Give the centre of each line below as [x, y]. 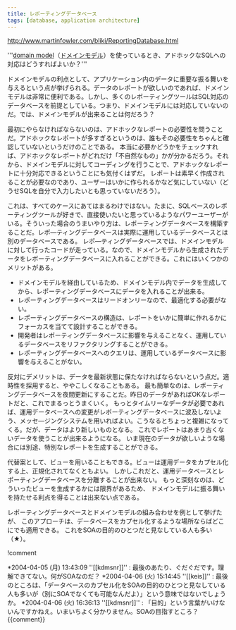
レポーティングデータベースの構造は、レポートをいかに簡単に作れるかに [122, 317]
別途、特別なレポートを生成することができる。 [94, 447]
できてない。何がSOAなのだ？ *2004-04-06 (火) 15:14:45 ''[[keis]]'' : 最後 [120, 576]
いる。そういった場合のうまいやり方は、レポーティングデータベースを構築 [115, 223]
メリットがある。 [32, 267]
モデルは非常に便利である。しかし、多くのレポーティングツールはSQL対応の [118, 97]
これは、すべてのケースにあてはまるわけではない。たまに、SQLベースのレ [114, 206]
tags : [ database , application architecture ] [74, 20]
